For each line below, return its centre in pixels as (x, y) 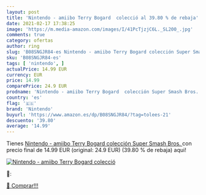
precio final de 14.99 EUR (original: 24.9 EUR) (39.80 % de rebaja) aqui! (97, 150)
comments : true (26, 35)
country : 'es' (25, 97)
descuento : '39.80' (31, 120)
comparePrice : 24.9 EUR (37, 86)
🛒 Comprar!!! (22, 186)
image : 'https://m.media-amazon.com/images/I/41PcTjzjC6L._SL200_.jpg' (100, 29)
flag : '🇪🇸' (21, 103)
